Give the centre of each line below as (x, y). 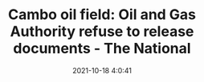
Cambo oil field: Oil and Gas (102, 15)
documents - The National (102, 49)
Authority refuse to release (102, 31)
